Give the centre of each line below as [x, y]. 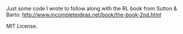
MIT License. [22, 26]
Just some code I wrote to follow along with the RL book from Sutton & [92, 8]
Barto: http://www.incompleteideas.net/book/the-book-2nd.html [84, 15]
